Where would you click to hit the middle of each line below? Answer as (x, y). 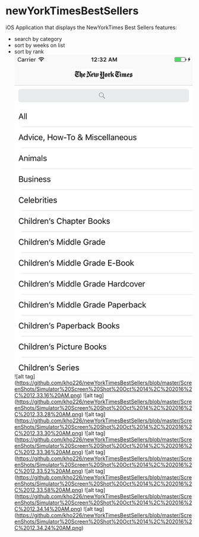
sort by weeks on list (40, 45)
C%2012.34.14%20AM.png (47, 509)
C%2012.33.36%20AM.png (48, 452)
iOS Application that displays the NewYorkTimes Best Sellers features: (91, 27)
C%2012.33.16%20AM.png (47, 396)
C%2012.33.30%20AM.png (48, 433)
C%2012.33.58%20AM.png (48, 490)
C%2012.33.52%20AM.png (48, 471)
